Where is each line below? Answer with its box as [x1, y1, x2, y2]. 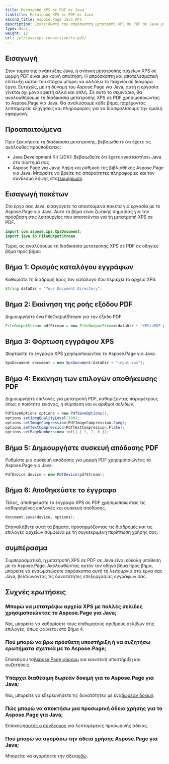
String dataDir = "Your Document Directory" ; [5, 286, 102, 291]
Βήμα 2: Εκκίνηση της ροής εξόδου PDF [5, 300, 133, 309]
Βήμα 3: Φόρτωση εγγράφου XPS [5, 337, 114, 346]
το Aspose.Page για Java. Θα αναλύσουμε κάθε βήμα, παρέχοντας [5, 99, 146, 106]
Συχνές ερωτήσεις [5, 588, 66, 596]
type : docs [5, 26, 28, 31]
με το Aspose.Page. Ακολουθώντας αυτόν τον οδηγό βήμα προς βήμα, [5, 563, 153, 569]
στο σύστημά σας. [12, 159, 51, 165]
